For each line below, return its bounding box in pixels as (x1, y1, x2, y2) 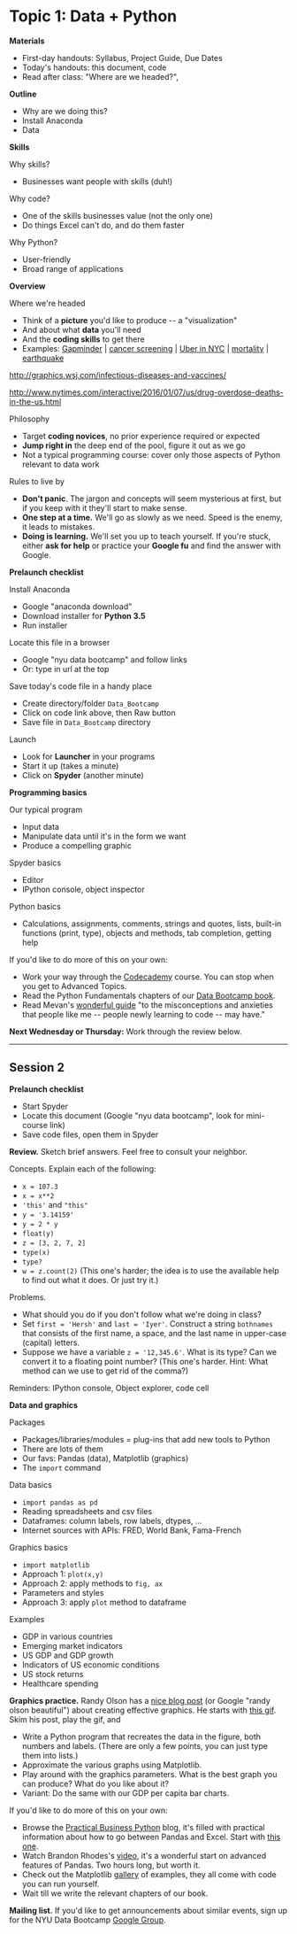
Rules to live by (9, 476, 65, 486)
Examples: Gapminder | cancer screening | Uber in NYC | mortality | (21, 343, 270, 353)
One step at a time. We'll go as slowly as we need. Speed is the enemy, (21, 512, 283, 522)
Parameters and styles (21, 1587, 104, 1597)
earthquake (21, 352, 65, 363)
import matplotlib (21, 1560, 90, 1569)
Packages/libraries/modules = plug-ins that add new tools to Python (21, 1434, 271, 1444)
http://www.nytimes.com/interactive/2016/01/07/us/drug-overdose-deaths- (9, 387, 285, 398)
